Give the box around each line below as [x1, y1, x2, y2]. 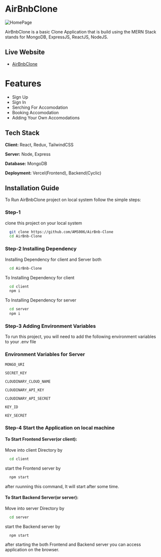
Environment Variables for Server [5, 351, 86, 358]
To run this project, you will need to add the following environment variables [5, 334, 156, 339]
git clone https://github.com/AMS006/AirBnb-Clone [9, 229, 114, 234]
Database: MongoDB [5, 160, 47, 166]
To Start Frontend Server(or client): [5, 436, 77, 442]
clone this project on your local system [5, 220, 82, 226]
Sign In [12, 99, 26, 105]
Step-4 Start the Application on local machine [5, 424, 115, 431]
